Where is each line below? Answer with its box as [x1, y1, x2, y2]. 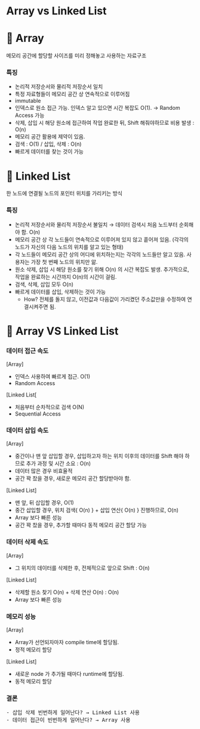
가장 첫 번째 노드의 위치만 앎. [30, 258, 98, 265]
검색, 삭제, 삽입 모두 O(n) [14, 281, 73, 288]
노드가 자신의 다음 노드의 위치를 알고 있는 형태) [14, 243, 124, 250]
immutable [14, 97, 41, 104]
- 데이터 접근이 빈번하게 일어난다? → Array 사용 [6, 716, 131, 724]
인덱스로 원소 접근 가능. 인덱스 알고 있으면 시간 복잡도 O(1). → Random [14, 104, 180, 112]
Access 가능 [14, 112, 45, 119]
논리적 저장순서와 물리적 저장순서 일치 [14, 83, 103, 90]
